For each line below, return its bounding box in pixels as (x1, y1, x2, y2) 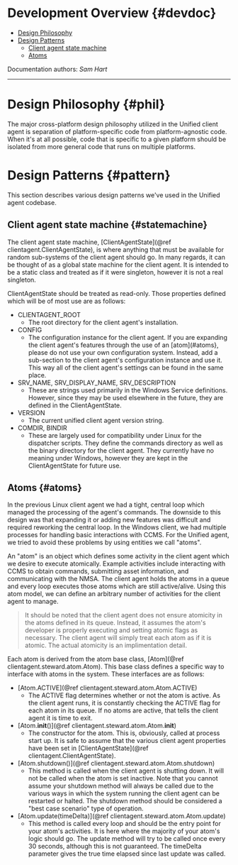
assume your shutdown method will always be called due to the (28, 782, 214, 790)
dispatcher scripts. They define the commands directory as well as (28, 439, 223, 447)
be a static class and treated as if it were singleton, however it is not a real (7, 268, 223, 276)
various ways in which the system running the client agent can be (28, 789, 220, 798)
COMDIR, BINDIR (17, 424, 67, 432)
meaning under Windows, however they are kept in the (28, 453, 188, 462)
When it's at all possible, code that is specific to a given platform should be (7, 135, 227, 143)
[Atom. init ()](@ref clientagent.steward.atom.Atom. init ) (17, 722, 177, 730)
